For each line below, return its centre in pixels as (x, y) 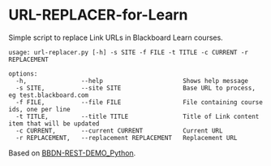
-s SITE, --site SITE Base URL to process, (135, 88)
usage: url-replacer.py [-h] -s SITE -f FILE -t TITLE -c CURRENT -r (129, 52)
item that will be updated (54, 124)
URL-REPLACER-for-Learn (98, 15)
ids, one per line (39, 109)
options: (23, 74)
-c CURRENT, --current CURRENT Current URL (119, 131)
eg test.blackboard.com (49, 95)
